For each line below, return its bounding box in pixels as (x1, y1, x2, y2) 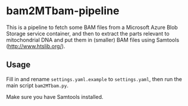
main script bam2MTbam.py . (6, 82, 68, 89)
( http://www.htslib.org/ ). (6, 43, 65, 50)
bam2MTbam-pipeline (6, 4, 120, 18)
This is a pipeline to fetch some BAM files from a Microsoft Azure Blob (6, 24, 178, 31)
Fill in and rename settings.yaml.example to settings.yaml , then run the (6, 75, 183, 82)
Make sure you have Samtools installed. (6, 93, 104, 100)
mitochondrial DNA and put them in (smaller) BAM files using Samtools (6, 36, 180, 43)
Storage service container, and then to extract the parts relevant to (6, 30, 170, 37)
